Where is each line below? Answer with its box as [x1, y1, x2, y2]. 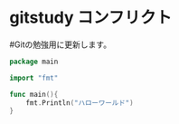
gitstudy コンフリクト [9, 7, 173, 28]
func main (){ [9, 90, 59, 99]
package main [9, 57, 59, 66]
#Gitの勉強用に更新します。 [9, 39, 111, 50]
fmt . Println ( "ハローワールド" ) [25, 98, 134, 108]
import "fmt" [9, 73, 59, 82]
